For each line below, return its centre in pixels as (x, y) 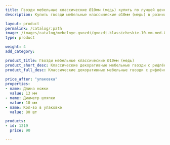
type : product (20, 38)
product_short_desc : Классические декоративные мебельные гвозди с (78, 65)
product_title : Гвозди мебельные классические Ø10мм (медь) (70, 60)
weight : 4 (16, 47)
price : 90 (20, 131)
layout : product (22, 24)
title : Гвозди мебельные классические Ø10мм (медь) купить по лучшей (80, 10)
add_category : (20, 51)
